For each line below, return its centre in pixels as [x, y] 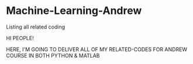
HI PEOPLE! [20, 38]
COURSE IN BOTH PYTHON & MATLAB [53, 55]
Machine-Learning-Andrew [74, 11]
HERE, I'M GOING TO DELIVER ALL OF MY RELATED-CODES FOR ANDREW [97, 49]
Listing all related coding [36, 27]
